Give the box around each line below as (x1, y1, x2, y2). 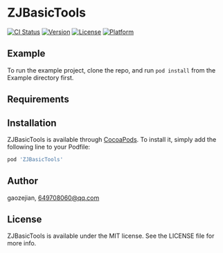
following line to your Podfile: (7, 142, 91, 151)
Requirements (7, 93, 69, 105)
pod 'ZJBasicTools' (7, 156, 64, 163)
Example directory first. (7, 73, 74, 82)
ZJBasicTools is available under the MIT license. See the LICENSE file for (7, 232, 215, 240)
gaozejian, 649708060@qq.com (7, 194, 100, 202)
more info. (7, 239, 37, 247)
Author (7, 175, 38, 187)
